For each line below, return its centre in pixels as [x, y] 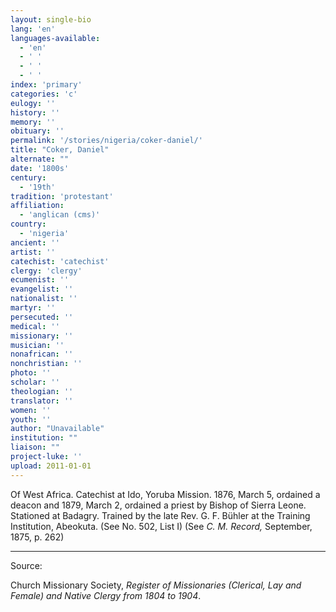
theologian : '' [42, 391]
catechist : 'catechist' [60, 261]
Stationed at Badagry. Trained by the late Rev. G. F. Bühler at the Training [160, 515]
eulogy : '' [33, 103]
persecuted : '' [42, 317]
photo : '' [31, 373]
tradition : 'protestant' [62, 196]
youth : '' [31, 419]
